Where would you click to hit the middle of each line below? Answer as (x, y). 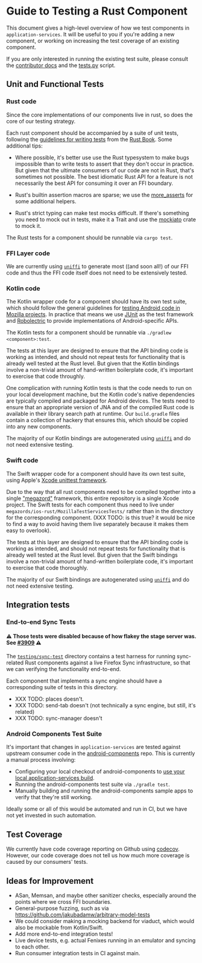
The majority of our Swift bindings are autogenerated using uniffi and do (98, 579)
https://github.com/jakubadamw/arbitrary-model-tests (83, 915)
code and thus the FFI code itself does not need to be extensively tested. (97, 273)
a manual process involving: (41, 760)
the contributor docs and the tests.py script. (61, 65)
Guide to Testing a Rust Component (97, 11)
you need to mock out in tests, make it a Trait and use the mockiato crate (105, 219)
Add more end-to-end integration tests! (64, 934)
